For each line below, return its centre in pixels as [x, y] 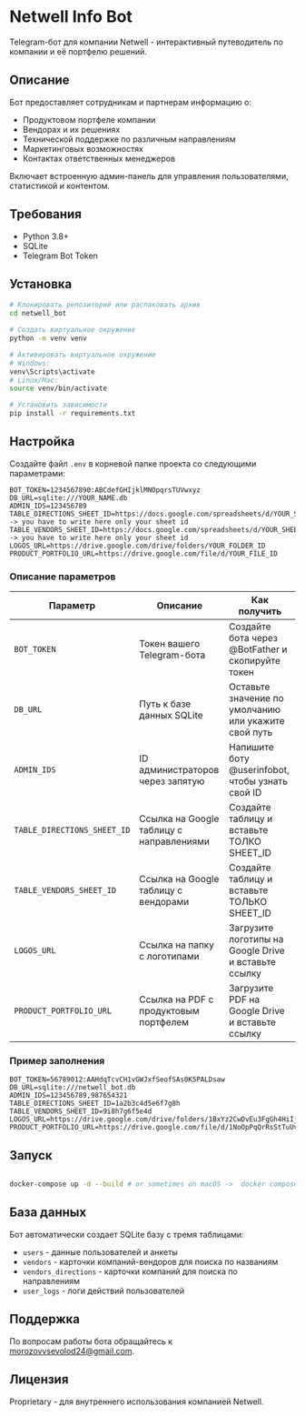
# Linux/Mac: [34, 380]
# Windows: [30, 363]
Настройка [42, 442]
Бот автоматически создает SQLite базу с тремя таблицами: [127, 1234]
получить [260, 611]
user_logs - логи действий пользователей [103, 1290]
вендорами [164, 902]
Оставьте [249, 687]
